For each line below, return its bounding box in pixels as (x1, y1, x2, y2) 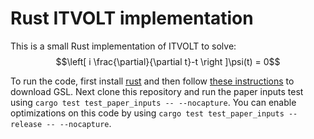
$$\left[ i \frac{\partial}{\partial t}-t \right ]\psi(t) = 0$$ (55, 55, 281, 67)
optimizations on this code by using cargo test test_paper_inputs (10, 107, 285, 119)
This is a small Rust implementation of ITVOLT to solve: (10, 40, 237, 52)
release (10, 119, 43, 129)
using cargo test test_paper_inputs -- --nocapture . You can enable (10, 96, 297, 108)
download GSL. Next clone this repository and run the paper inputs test (10, 85, 304, 97)
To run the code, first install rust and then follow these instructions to (10, 75, 295, 87)
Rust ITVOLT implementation (10, 7, 254, 30)
